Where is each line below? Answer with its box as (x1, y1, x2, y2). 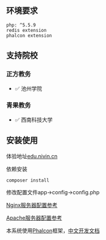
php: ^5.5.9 (6, 22, 36, 28)
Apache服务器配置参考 (6, 214, 62, 221)
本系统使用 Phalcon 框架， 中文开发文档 (6, 227, 100, 235)
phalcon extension (6, 32, 52, 38)
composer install (6, 177, 50, 183)
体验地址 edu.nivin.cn (6, 152, 58, 159)
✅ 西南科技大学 (14, 116, 53, 123)
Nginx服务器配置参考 (6, 202, 58, 209)
